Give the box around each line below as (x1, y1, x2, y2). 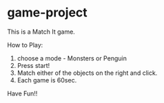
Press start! (17, 61, 50, 69)
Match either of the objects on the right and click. (17, 69, 158, 77)
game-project (7, 5, 88, 21)
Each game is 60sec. (17, 76, 77, 84)
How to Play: (7, 41, 43, 49)
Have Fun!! (7, 89, 38, 98)
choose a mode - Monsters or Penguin (17, 54, 127, 62)
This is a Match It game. (7, 27, 76, 36)
